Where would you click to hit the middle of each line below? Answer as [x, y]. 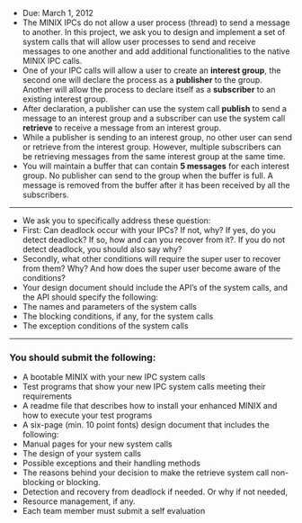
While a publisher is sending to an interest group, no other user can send [157, 137]
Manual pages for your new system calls [97, 444]
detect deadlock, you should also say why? [102, 249]
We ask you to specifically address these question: [116, 221]
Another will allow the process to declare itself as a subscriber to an [149, 90]
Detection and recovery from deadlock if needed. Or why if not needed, [155, 492]
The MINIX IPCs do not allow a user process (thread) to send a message [156, 23]
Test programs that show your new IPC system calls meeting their [144, 387]
